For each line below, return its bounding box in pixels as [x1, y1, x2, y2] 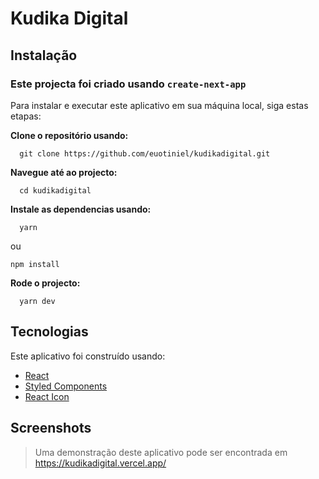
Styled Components [24, 380, 108, 392]
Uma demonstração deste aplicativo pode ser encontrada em [34, 446, 288, 458]
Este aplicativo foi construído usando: [10, 350, 166, 362]
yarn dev [19, 296, 56, 306]
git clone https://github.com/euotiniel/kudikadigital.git [19, 148, 271, 159]
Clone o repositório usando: [10, 129, 129, 141]
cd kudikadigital [19, 185, 92, 196]
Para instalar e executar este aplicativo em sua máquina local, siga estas [10, 99, 309, 111]
